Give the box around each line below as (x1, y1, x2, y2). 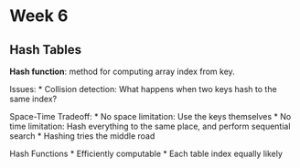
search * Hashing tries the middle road (9, 131, 155, 142)
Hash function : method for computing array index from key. (9, 66, 235, 77)
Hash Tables (9, 42, 82, 58)
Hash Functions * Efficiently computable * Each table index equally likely (9, 148, 284, 159)
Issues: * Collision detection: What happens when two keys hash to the (9, 84, 277, 94)
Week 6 (9, 5, 69, 26)
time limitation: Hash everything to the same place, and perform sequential (9, 121, 291, 131)
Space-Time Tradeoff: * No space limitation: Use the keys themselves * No (9, 111, 292, 121)
